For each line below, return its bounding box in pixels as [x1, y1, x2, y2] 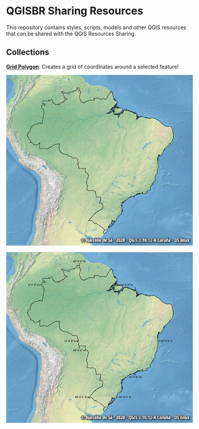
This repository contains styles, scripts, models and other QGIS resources [6, 24, 187, 31]
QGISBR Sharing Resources [6, 4, 143, 18]
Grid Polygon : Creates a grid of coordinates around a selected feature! [6, 63, 179, 70]
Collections [6, 47, 49, 58]
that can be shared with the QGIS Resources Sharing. [6, 30, 136, 37]
